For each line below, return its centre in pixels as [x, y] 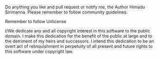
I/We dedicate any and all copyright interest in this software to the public [78, 31]
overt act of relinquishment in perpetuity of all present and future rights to [79, 46]
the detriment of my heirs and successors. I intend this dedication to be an [79, 41]
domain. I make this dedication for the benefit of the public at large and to [79, 36]
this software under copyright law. [39, 51]
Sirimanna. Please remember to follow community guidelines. [66, 12]
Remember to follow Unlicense [36, 22]
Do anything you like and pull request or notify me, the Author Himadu [75, 7]
